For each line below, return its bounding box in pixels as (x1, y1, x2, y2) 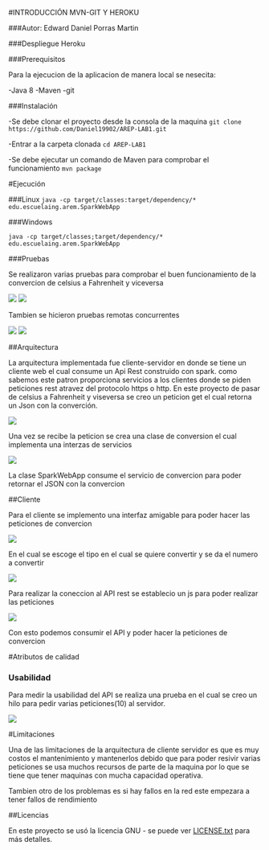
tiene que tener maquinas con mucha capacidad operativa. (8, 770, 203, 780)
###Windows (8, 217, 53, 227)
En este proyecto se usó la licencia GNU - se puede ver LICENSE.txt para (8, 826, 251, 836)
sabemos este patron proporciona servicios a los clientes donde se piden (8, 375, 251, 384)
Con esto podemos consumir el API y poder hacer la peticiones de (8, 628, 228, 637)
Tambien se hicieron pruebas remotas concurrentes (8, 310, 180, 319)
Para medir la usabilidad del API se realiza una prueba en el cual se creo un (8, 690, 258, 700)
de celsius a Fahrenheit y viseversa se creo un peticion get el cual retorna (8, 392, 252, 401)
